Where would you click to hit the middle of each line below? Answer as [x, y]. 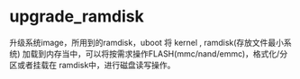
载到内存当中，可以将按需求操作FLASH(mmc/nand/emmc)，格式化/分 [159, 53]
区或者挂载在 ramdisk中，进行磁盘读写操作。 [92, 65]
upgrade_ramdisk [77, 17]
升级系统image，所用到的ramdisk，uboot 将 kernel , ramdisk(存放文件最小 [147, 42]
